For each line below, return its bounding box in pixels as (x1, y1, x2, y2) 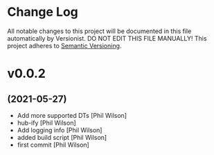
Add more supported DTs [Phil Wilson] (17, 111, 127, 119)
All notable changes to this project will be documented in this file (7, 27, 192, 35)
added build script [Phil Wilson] (17, 133, 107, 141)
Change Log (7, 4, 78, 20)
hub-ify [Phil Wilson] (17, 118, 76, 127)
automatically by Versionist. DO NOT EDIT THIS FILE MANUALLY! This (7, 34, 207, 42)
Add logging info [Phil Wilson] (17, 125, 102, 134)
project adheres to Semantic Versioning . (7, 41, 122, 50)
